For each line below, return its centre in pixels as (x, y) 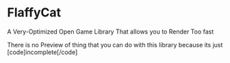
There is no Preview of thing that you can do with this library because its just (115, 45)
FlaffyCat (34, 13)
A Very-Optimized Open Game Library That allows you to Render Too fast (111, 32)
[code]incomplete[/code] (42, 52)
